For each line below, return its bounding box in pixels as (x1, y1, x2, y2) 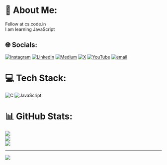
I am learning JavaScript (5, 26, 55, 32)
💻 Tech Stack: (5, 72, 67, 84)
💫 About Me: (5, 4, 58, 16)
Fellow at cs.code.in (5, 21, 46, 27)
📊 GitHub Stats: (5, 111, 73, 122)
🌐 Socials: (5, 41, 38, 49)
